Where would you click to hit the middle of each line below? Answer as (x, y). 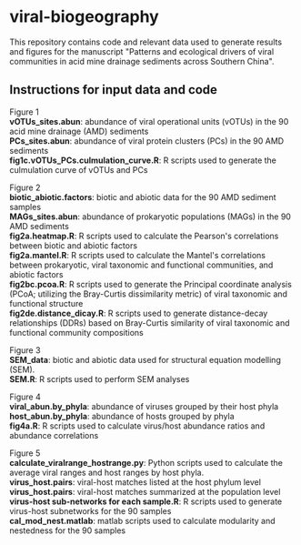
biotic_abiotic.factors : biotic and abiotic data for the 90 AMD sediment (143, 197)
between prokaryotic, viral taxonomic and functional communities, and (141, 265)
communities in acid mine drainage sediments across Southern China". (142, 61)
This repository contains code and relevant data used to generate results (146, 42)
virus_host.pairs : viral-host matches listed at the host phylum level (135, 482)
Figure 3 (25, 350)
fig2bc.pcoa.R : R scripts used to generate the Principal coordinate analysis (151, 284)
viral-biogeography (84, 17)
